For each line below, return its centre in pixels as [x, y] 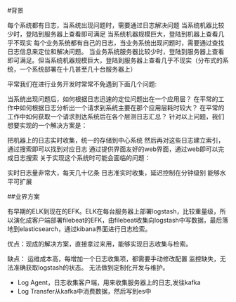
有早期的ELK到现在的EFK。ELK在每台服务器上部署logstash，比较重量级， [113, 211]
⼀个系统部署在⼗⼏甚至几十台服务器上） [78, 69]
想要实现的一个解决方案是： [47, 125]
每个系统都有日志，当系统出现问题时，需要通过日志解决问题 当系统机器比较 [116, 25]
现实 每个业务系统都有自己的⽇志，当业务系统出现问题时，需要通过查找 [122, 43]
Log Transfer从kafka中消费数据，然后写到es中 [84, 291]
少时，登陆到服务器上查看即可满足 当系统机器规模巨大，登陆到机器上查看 [113, 34]
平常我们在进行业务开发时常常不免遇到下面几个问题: [82, 84]
